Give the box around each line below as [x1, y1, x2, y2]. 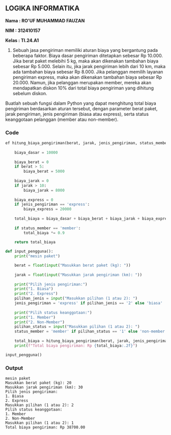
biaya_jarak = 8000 [23, 188, 65, 193]
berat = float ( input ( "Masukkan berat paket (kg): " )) [14, 263, 131, 268]
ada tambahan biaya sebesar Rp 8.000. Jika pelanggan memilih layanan [12, 69, 163, 75]
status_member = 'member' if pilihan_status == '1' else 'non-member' [14, 329, 167, 334]
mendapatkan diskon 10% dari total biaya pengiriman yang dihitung [12, 85, 154, 91]
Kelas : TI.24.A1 [5, 37, 39, 43]
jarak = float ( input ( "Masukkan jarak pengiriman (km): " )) [14, 272, 142, 277]
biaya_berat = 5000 [23, 169, 65, 174]
